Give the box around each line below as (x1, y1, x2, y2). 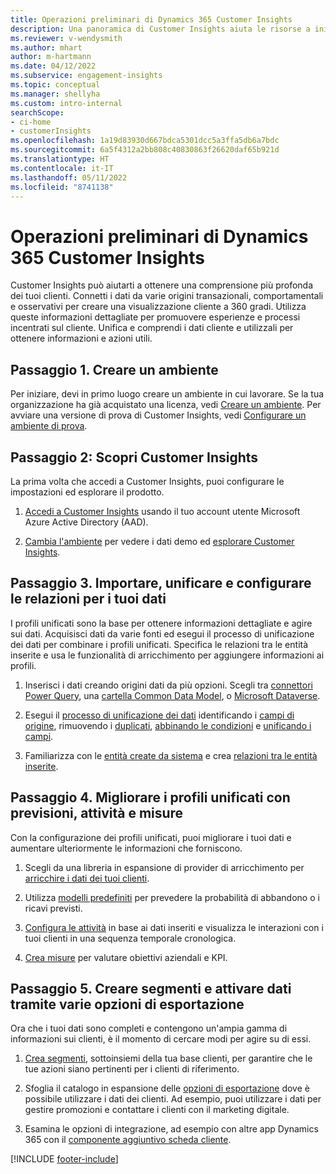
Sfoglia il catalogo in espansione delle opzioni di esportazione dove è (24, 1082, 310, 1095)
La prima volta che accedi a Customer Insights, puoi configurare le (10, 475, 285, 487)
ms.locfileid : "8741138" (10, 182, 114, 192)
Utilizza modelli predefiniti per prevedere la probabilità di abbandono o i (24, 891, 320, 903)
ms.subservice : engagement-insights (10, 71, 163, 81)
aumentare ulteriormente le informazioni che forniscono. (10, 842, 243, 854)
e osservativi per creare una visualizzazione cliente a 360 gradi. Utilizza (10, 301, 307, 313)
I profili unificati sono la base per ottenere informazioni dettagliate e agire (10, 617, 313, 629)
